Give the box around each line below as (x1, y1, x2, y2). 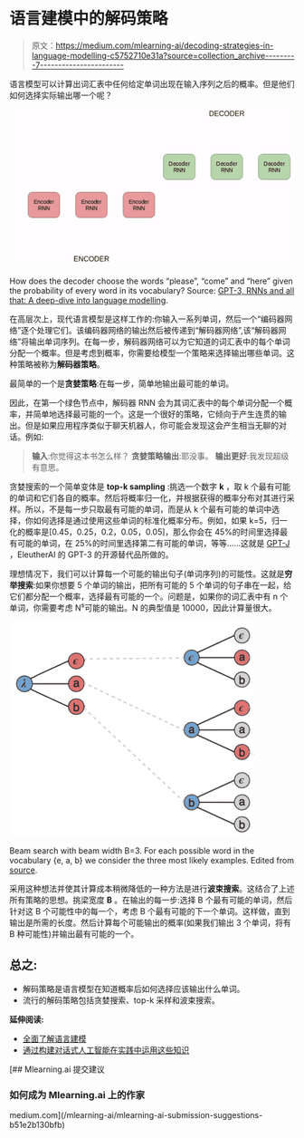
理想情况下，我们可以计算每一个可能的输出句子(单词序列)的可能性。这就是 (9, 568, 285, 579)
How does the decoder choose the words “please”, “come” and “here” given (9, 275, 294, 286)
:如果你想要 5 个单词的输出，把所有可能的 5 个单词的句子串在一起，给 (33, 579, 292, 590)
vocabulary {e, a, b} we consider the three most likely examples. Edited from (9, 854, 294, 865)
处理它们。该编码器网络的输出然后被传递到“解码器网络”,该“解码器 (36, 324, 279, 335)
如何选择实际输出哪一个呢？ (9, 90, 113, 101)
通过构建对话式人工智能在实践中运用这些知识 (22, 1044, 190, 1056)
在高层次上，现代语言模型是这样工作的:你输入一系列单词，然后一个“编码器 (9, 313, 285, 324)
